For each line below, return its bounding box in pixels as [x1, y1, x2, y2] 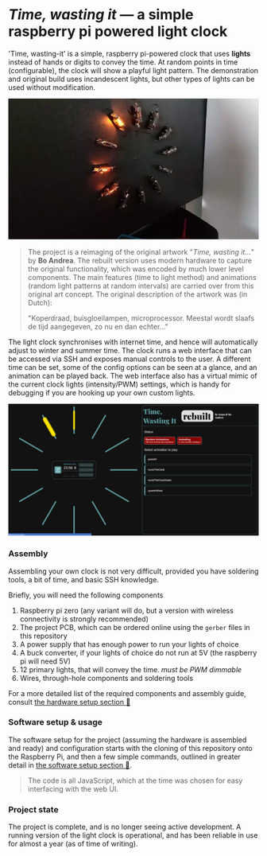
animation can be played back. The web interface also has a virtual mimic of [8, 372, 258, 381]
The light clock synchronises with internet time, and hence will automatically [8, 337, 258, 347]
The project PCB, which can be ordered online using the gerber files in [19, 622, 250, 632]
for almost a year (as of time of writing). [8, 839, 138, 849]
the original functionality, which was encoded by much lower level [27, 264, 244, 274]
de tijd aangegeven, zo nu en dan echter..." [27, 322, 168, 332]
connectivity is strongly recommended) [19, 614, 149, 624]
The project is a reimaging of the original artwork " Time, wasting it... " [27, 247, 255, 257]
